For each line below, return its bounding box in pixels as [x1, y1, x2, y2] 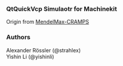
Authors [6, 33, 31, 42]
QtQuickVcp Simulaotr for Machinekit [6, 5, 118, 13]
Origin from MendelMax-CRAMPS [6, 18, 90, 26]
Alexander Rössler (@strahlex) [6, 46, 81, 54]
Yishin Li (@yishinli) [6, 53, 55, 60]
